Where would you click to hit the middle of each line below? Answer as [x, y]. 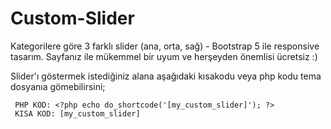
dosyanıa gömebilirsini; [58, 86]
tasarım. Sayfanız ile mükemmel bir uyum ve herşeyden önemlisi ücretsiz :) [164, 56]
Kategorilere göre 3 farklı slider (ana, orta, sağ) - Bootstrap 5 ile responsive [165, 46]
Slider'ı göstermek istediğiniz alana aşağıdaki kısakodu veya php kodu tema [166, 76]
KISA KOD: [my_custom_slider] [77, 113]
